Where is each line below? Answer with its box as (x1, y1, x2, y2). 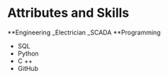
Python (17, 49, 39, 58)
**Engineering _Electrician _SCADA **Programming (7, 28, 161, 37)
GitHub (17, 64, 39, 72)
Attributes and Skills (7, 5, 130, 21)
